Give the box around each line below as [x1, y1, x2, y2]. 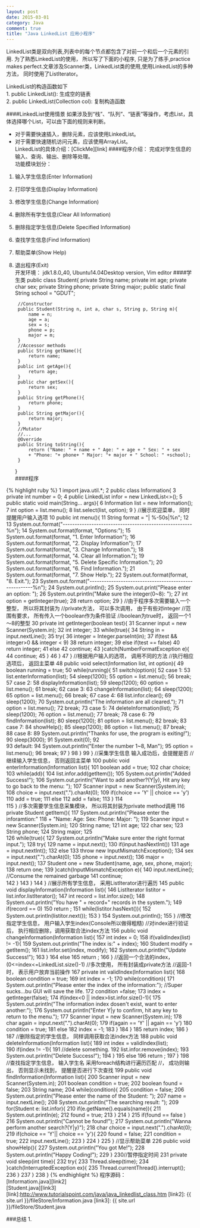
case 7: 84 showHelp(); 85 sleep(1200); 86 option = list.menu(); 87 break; [6, 724, 186, 731]
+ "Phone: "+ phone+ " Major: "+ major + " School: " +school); [28, 452, 192, 459]
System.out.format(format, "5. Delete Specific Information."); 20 [6, 559, 163, 566]
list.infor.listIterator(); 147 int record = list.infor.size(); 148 [6, 893, 145, 900]
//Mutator [17, 426, 42, 432]
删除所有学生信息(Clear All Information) [14, 211, 111, 218]
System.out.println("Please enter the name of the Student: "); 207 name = [6, 1092, 186, 1099]
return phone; [28, 400, 64, 406]
